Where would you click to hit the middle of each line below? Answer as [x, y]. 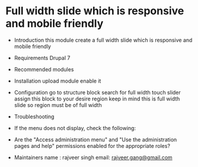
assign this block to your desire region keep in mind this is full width [97, 99]
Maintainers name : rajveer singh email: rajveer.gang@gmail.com [93, 157]
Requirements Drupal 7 [42, 58]
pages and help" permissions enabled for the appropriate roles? [92, 146]
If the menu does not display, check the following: [75, 128]
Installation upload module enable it [58, 81]
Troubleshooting [34, 116]
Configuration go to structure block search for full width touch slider [98, 92]
